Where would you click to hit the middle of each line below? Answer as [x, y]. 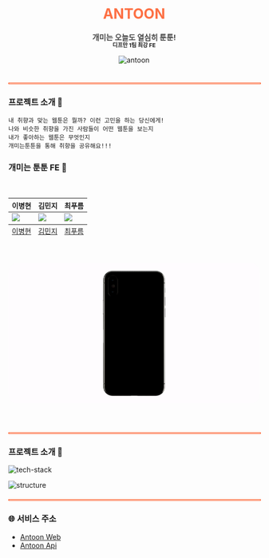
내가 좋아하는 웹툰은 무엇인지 [49, 138]
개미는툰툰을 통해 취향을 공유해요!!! [60, 146]
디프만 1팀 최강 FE [134, 45]
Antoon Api [38, 545]
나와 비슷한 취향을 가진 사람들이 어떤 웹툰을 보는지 [81, 129]
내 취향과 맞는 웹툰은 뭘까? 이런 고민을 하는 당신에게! [87, 121]
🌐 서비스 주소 [33, 519]
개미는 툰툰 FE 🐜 [38, 168]
